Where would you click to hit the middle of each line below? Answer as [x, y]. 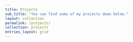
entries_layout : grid [27, 32]
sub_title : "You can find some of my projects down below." [67, 14]
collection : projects [27, 28]
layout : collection [25, 18]
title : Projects [21, 9]
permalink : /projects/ [28, 23]
